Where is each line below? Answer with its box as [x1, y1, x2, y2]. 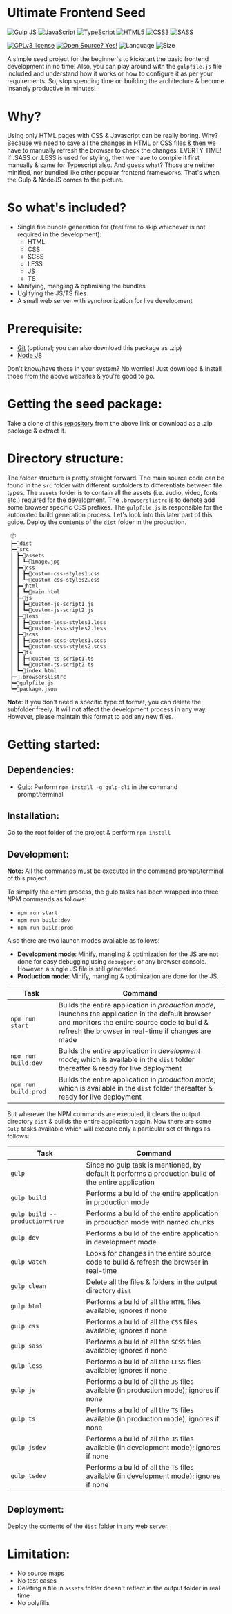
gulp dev [10, 1234, 39, 1242]
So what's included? [7, 200, 126, 216]
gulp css [10, 1322, 39, 1330]
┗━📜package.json [10, 685, 57, 693]
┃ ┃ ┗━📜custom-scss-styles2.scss [10, 643, 107, 650]
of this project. [7, 874, 49, 883]
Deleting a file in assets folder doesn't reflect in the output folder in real [17, 1584, 221, 1592]
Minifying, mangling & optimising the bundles [17, 281, 146, 290]
